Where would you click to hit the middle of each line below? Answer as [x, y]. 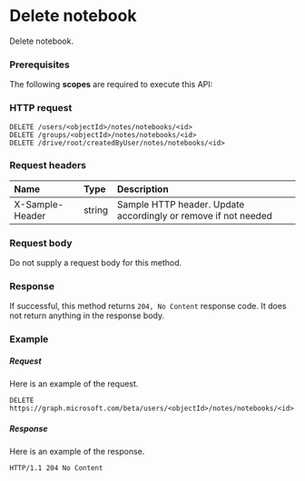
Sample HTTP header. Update [181, 204]
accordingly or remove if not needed [194, 215]
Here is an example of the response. [77, 452]
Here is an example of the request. [74, 384]
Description [143, 189]
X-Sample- [39, 204]
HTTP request [41, 108]
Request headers [48, 165]
